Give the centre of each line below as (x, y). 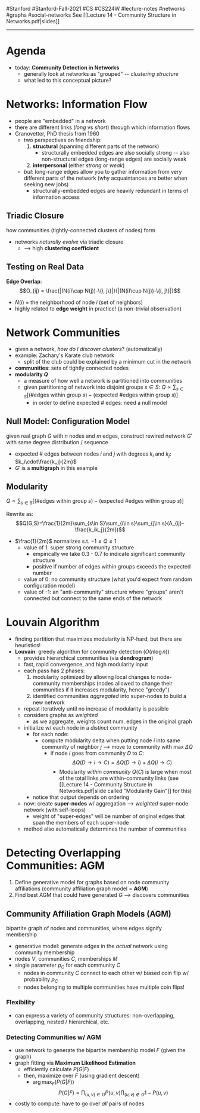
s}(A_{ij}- (173, 523)
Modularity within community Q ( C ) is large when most (125, 772)
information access (56, 197)
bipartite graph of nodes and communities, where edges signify (84, 928)
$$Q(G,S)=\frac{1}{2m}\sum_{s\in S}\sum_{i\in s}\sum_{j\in (88, 523)
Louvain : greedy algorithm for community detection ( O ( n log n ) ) (92, 652)
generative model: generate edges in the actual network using (91, 946)
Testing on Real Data (45, 267)
